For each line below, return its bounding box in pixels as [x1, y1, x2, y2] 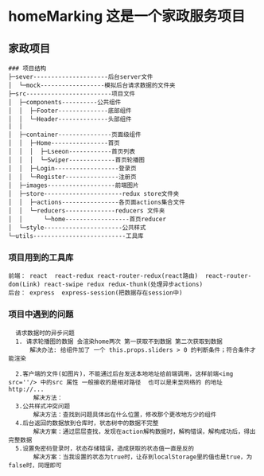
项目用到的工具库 [8, 252, 74, 263]
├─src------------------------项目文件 [8, 90, 136, 98]
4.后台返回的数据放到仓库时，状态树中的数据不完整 [15, 419, 159, 427]
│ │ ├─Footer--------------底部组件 [8, 107, 133, 115]
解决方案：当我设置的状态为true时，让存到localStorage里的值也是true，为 [33, 453, 253, 461]
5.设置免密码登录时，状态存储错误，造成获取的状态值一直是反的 [15, 444, 195, 452]
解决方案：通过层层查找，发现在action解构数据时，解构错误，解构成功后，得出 [33, 427, 256, 435]
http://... [8, 385, 45, 393]
